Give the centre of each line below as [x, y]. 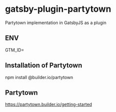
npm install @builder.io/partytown [39, 77]
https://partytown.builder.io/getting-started [48, 105]
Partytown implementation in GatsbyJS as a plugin [56, 23]
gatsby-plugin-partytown [58, 9]
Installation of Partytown [44, 66]
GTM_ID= [15, 50]
